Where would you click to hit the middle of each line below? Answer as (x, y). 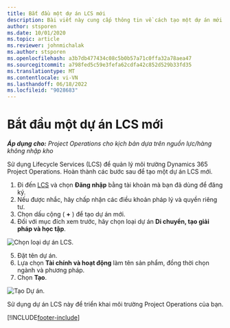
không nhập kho (30, 151)
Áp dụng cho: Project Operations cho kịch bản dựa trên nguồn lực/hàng (110, 144)
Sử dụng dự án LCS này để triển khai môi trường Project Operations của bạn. (115, 305)
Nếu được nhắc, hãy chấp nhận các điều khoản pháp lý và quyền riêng (117, 200)
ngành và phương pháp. (51, 270)
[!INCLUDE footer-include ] (44, 318)
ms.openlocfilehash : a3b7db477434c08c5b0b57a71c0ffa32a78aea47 (100, 59)
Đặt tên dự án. (37, 256)
